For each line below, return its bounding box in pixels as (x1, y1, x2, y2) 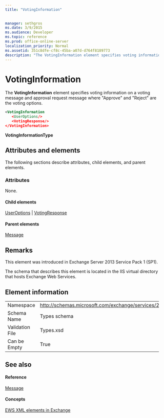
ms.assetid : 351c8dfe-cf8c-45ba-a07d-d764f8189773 (5, 48, 110, 53)
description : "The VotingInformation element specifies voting (5, 52, 137, 58)
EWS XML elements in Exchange (5, 407, 71, 413)
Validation (7, 324, 30, 330)
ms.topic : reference (5, 35, 47, 40)
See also (5, 360, 32, 369)
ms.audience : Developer (5, 30, 54, 35)
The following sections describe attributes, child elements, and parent (5, 159, 145, 165)
